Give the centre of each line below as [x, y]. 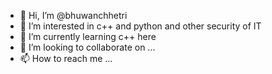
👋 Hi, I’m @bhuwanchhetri [73, 15]
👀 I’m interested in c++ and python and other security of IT [140, 26]
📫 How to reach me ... [66, 58]
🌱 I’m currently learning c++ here [88, 36]
